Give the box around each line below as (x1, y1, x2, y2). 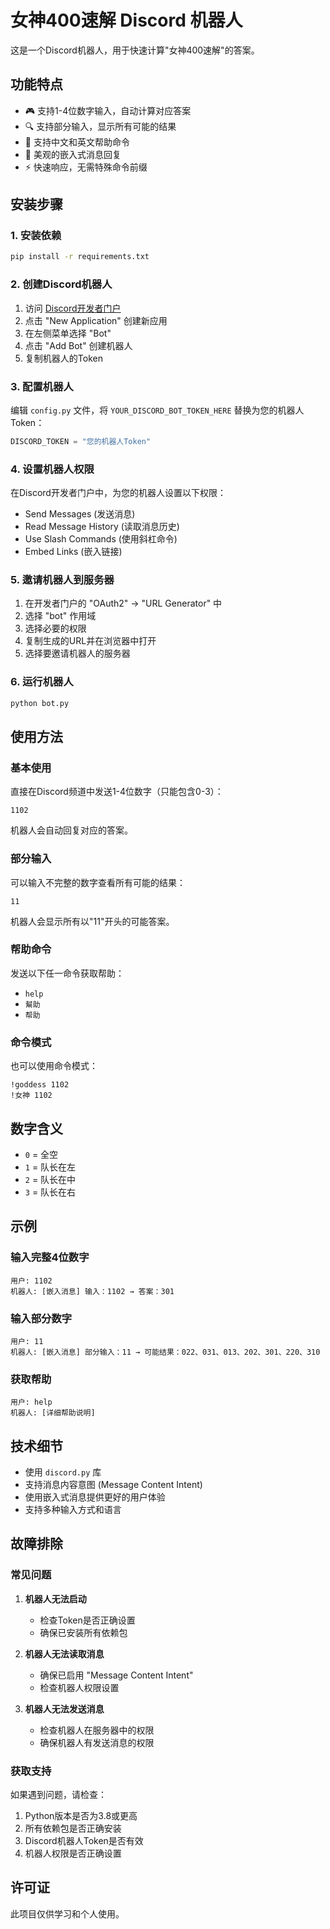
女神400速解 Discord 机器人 (10, 9, 243, 32)
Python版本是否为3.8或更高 (24, 1810, 138, 1822)
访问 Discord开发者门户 (24, 302, 122, 314)
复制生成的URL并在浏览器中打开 (24, 635, 157, 647)
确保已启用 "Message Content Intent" (39, 1669, 194, 1681)
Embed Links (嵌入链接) (24, 546, 123, 558)
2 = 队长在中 (24, 1173, 77, 1185)
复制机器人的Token (24, 352, 103, 364)
